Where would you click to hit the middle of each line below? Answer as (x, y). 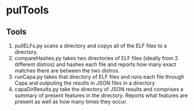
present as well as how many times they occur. (71, 102)
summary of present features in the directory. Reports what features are (101, 95)
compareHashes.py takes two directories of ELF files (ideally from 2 (96, 58)
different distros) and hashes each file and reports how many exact (95, 64)
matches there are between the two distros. (67, 70)
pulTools (27, 10)
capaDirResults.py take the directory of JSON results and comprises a (99, 89)
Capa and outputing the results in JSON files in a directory (85, 83)
